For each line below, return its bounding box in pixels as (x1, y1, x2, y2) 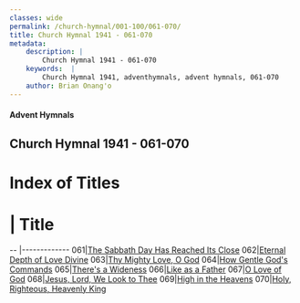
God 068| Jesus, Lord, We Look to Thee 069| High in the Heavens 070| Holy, (9, 273, 292, 284)
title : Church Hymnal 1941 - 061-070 (9, 30, 153, 39)
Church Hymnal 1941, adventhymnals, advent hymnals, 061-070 (42, 73, 280, 82)
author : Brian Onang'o (26, 81, 112, 90)
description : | (26, 47, 84, 57)
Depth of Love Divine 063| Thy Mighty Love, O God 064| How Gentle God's (9, 254, 289, 265)
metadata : (9, 38, 47, 48)
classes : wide (9, 13, 64, 23)
